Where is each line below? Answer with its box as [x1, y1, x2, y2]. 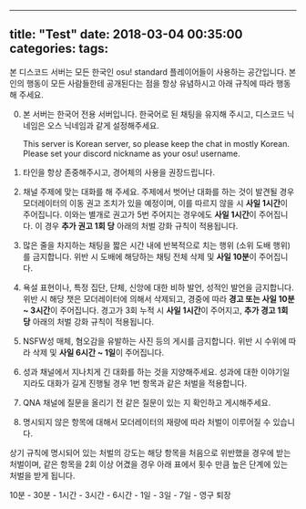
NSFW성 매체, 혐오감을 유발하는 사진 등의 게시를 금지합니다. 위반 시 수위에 [22, 335, 287, 347]
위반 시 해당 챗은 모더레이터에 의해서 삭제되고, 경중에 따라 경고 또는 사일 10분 [22, 293, 295, 304]
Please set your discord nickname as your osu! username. [22, 148, 241, 159]
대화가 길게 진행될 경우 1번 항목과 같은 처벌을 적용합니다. [46, 378, 248, 389]
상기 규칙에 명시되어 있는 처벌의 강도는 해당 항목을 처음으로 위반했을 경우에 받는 [9, 447, 291, 458]
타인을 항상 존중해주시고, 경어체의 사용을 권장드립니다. [22, 166, 216, 178]
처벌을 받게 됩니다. [9, 470, 76, 481]
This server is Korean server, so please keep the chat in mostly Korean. [22, 138, 290, 149]
